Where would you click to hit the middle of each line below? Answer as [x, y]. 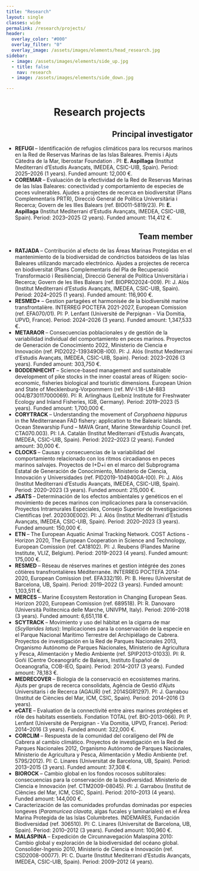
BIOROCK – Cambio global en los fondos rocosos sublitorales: [90, 773]
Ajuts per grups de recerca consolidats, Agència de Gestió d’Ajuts [95, 685]
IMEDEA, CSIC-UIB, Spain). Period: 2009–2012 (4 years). [84, 862]
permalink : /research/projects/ [46, 28]
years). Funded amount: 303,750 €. [58, 364]
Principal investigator [152, 134]
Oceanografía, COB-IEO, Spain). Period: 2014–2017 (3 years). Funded [99, 666]
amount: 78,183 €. [36, 672]
